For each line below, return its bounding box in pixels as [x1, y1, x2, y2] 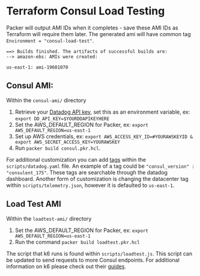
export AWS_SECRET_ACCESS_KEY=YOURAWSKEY [14, 139, 120, 145]
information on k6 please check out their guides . [6, 263, 126, 270]
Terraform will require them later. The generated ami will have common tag [6, 30, 191, 37]
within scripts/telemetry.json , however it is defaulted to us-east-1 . [6, 182, 175, 189]
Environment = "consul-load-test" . [6, 37, 94, 44]
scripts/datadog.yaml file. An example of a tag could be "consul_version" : [6, 162, 195, 170]
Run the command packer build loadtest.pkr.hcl [14, 238, 140, 245]
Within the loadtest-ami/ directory [6, 215, 92, 222]
